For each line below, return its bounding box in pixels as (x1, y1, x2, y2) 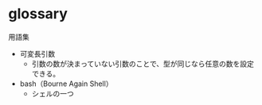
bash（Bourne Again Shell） (19, 79, 113, 88)
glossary (8, 5, 68, 23)
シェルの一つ (31, 88, 74, 98)
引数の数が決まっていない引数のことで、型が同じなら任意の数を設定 (31, 59, 255, 68)
